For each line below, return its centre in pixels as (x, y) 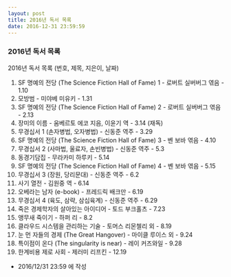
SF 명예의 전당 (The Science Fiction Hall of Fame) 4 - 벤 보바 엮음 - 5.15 (117, 166)
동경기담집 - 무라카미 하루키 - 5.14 (64, 157)
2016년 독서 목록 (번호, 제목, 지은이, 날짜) (64, 68)
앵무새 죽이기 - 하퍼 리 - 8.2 (55, 217)
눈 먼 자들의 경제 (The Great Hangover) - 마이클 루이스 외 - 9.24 (105, 234)
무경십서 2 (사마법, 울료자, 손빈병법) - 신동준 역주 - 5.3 (91, 148)
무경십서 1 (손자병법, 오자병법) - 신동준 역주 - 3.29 (85, 131)
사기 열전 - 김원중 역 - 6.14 (54, 183)
